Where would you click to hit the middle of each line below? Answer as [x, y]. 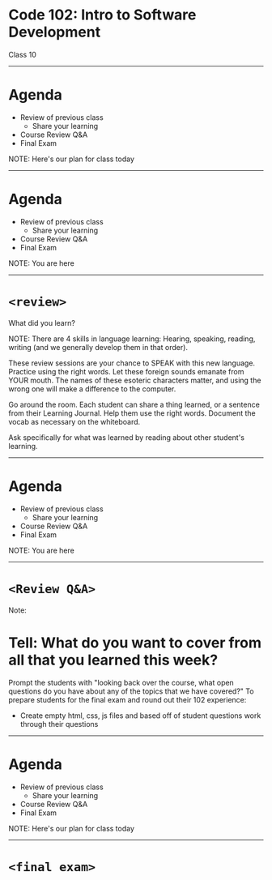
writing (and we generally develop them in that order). [98, 347]
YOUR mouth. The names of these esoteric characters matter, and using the [135, 380]
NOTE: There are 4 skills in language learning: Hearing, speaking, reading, [132, 339]
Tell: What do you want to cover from [135, 643]
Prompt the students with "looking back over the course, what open [121, 682]
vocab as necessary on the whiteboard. [74, 421]
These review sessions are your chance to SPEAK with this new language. [132, 363]
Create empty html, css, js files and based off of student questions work [140, 716]
